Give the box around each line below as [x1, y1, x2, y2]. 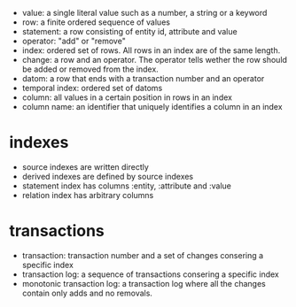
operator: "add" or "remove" [21, 35, 126, 46]
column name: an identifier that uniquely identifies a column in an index [21, 102, 283, 111]
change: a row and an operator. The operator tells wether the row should [21, 55, 288, 65]
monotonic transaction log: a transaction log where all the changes [21, 278, 266, 288]
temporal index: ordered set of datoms [21, 83, 163, 93]
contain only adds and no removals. [21, 288, 153, 298]
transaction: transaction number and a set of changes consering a [21, 249, 264, 260]
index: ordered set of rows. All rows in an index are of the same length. [21, 45, 281, 56]
